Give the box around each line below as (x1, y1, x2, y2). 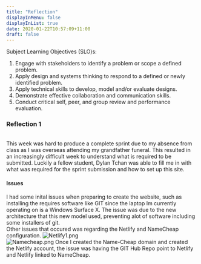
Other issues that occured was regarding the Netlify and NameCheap (6, 225, 179, 233)
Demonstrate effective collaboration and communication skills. (15, 92, 171, 99)
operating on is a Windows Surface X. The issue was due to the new (6, 206, 177, 213)
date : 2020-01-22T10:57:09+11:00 (6, 25, 91, 32)
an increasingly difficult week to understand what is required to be (6, 153, 172, 160)
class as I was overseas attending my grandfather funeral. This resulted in (6, 147, 191, 154)
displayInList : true (6, 20, 59, 26)
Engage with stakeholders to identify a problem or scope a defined (15, 60, 182, 67)
